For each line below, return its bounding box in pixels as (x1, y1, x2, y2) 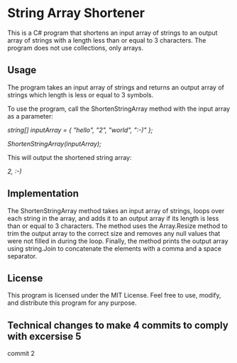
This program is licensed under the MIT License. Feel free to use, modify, (7, 291, 221, 300)
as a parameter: (7, 112, 54, 120)
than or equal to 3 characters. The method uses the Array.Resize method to (7, 222, 228, 230)
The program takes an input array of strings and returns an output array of (7, 83, 225, 92)
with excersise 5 (7, 330, 82, 342)
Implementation (7, 188, 79, 200)
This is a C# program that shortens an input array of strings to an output (7, 28, 218, 37)
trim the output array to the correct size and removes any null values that (7, 229, 221, 237)
